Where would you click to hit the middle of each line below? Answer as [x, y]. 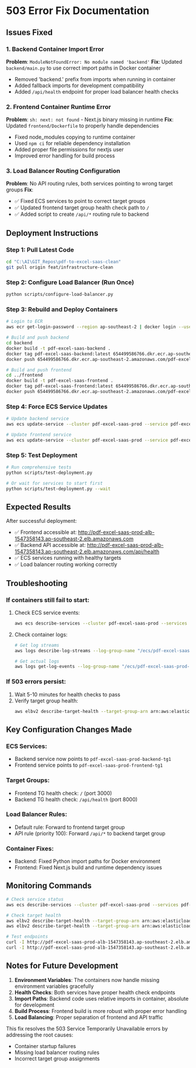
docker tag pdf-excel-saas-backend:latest [58, 354]
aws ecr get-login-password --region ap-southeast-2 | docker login [91, 327]
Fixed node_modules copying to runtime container [75, 137]
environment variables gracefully [54, 986]
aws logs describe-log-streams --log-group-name [75, 650]
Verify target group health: [46, 701]
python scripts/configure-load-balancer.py [60, 294]
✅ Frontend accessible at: [45, 532]
